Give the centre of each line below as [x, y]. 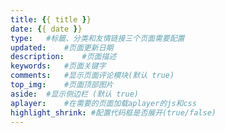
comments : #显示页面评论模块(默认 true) [92, 76]
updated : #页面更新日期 [62, 47]
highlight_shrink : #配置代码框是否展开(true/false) [113, 112]
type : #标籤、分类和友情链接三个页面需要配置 [97, 38]
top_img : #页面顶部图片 [62, 85]
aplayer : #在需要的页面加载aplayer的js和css [103, 103]
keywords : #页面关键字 [58, 66]
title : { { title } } [51, 19]
